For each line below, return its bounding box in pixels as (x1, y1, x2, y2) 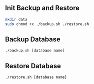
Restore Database (5, 61, 61, 70)
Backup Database (5, 35, 61, 43)
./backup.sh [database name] (5, 48, 65, 53)
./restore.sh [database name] (5, 75, 67, 80)
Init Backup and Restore (5, 4, 80, 12)
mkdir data (5, 17, 28, 22)
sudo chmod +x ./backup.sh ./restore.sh (5, 22, 90, 27)
